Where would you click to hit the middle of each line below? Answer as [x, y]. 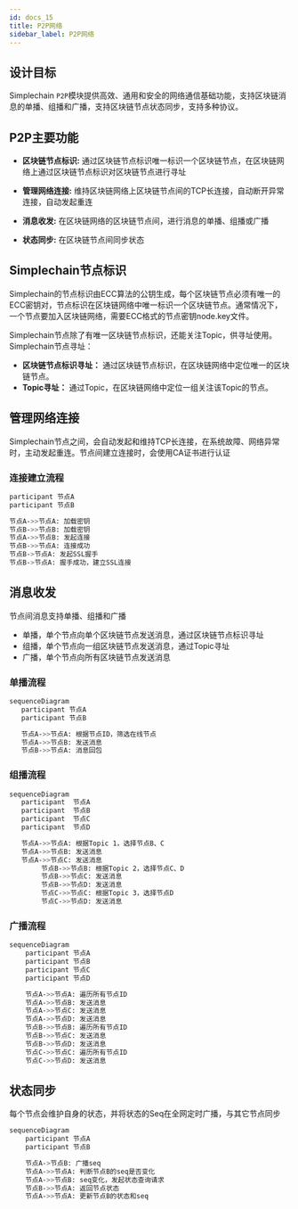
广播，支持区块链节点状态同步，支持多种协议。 [157, 107]
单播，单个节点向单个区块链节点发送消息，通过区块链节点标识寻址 [143, 635]
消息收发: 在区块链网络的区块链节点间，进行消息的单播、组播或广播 [145, 221]
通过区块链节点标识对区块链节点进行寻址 [112, 172]
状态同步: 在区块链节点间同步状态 [83, 240]
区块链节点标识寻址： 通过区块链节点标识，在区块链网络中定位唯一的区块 [156, 365]
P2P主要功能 [44, 138]
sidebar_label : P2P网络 [52, 34]
